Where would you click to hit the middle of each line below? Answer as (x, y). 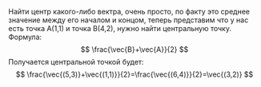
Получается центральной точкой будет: (76, 62)
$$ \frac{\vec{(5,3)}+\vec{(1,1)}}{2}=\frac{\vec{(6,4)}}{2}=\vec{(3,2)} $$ (135, 74)
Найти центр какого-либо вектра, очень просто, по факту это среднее (129, 12)
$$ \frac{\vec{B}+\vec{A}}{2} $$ (135, 49)
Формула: (25, 37)
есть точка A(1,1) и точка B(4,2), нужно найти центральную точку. (120, 28)
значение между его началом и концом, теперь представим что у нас (128, 20)
